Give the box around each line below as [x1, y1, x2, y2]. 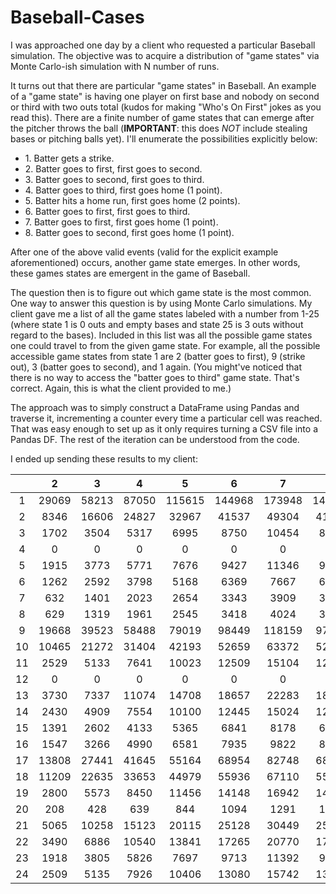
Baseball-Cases [10, 6, 145, 29]
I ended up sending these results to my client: [10, 452, 198, 465]
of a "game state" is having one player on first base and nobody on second [10, 90, 320, 102]
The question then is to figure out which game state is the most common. [10, 286, 312, 298]
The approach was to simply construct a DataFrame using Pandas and [10, 401, 300, 413]
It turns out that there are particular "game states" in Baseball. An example [10, 79, 317, 91]
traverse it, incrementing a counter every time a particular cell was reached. [10, 412, 323, 424]
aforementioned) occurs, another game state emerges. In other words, [10, 256, 301, 268]
